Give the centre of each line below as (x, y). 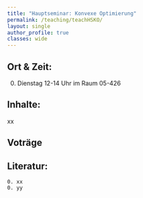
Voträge (25, 143)
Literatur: (27, 166)
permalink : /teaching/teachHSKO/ (55, 20)
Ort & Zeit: (30, 67)
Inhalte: (24, 104)
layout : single (29, 26)
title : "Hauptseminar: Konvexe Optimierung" (72, 13)
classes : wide (27, 39)
